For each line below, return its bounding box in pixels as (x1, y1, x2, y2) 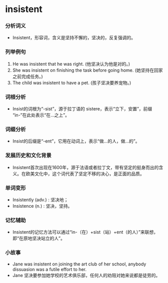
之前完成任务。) (12, 73, 43, 79)
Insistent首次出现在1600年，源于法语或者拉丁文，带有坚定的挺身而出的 (12, 164, 159, 170)
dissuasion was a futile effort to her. (12, 266, 87, 272)
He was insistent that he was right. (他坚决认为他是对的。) (12, 61, 130, 67)
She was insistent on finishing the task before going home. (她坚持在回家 (12, 67, 163, 73)
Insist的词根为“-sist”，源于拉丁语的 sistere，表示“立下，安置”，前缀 (12, 106, 152, 112)
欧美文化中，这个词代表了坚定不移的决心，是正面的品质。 (26, 171, 144, 177)
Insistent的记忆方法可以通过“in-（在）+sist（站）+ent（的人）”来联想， (12, 229, 158, 235)
